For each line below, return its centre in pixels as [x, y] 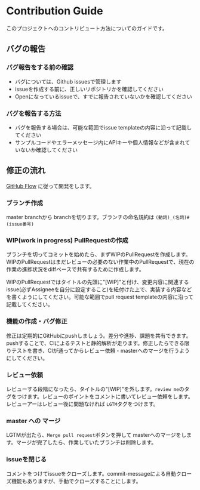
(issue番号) [20, 224]
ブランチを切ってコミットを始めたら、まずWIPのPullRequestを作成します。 [99, 254]
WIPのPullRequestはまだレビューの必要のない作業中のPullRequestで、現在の [100, 262]
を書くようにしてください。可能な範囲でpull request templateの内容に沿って [100, 297]
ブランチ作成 [25, 203]
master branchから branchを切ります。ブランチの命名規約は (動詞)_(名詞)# [98, 217]
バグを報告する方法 [34, 113]
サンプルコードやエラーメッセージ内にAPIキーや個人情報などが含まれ [100, 142]
